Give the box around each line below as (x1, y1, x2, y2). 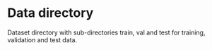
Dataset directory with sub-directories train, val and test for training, (7, 28, 206, 37)
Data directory (7, 5, 94, 21)
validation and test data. (7, 35, 78, 44)
